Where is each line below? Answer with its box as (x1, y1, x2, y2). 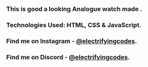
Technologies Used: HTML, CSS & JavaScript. (6, 20, 141, 29)
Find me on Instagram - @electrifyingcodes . (6, 36, 137, 45)
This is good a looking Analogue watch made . (6, 5, 143, 13)
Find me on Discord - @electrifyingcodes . (6, 53, 130, 61)
